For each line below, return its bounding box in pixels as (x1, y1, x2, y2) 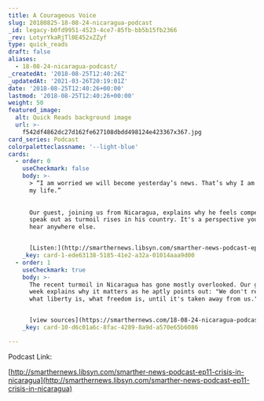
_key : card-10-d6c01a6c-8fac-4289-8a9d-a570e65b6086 (22, 323, 199, 331)
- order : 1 (15, 258, 51, 267)
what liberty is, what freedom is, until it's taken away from (28, 295, 241, 303)
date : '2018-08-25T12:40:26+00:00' (8, 84, 125, 93)
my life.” (28, 186, 61, 195)
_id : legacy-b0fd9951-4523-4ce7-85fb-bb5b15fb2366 (8, 26, 178, 34)
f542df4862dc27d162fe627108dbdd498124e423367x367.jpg (22, 128, 202, 136)
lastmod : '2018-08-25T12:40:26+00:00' (8, 92, 135, 100)
